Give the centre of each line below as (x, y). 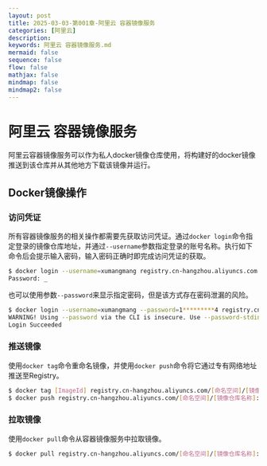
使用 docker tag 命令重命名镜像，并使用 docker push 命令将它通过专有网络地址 (133, 365)
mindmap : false (33, 82)
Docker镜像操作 (48, 192)
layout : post (30, 16)
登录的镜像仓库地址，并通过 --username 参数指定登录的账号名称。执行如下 (133, 246)
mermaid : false (33, 53)
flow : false (28, 68)
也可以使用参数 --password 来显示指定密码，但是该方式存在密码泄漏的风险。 (130, 295)
